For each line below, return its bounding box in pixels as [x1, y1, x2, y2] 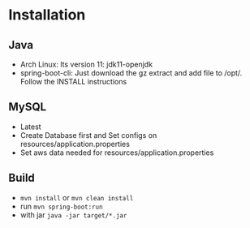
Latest [19, 122, 42, 131]
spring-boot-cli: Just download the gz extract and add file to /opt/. [19, 68, 243, 78]
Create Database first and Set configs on [19, 130, 157, 140]
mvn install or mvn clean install [19, 192, 134, 202]
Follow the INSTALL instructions [19, 77, 127, 86]
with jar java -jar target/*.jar [19, 209, 127, 220]
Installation [8, 6, 86, 24]
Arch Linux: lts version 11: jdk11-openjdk [19, 59, 153, 69]
